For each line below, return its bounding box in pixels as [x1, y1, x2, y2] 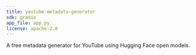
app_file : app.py [6, 20, 50, 26]
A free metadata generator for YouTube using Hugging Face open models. [6, 42, 191, 49]
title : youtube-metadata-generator [6, 8, 96, 15]
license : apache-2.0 [6, 25, 58, 32]
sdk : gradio [6, 14, 36, 20]
